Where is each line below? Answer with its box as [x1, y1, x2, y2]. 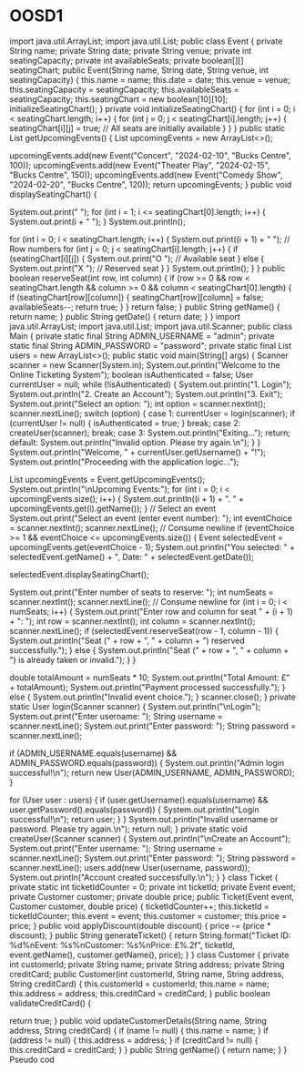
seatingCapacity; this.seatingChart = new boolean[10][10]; [9, 93, 229, 105]
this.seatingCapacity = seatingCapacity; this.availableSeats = [9, 84, 239, 95]
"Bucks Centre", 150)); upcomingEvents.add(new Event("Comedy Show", [9, 169, 283, 180]
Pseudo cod [9, 1054, 55, 1065]
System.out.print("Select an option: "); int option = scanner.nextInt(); [9, 398, 267, 409]
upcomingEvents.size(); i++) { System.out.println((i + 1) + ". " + [9, 493, 244, 504]
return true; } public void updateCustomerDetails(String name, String [9, 1015, 267, 1026]
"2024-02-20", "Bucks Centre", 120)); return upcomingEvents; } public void [9, 179, 292, 189]
